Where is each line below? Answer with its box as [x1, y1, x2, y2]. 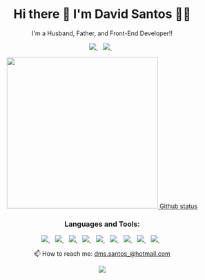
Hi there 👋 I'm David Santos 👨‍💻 [13, 6, 191, 22]
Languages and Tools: [64, 219, 140, 229]
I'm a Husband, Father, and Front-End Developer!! [31, 29, 173, 37]
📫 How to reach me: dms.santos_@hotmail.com [34, 250, 170, 258]
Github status [159, 202, 198, 210]
